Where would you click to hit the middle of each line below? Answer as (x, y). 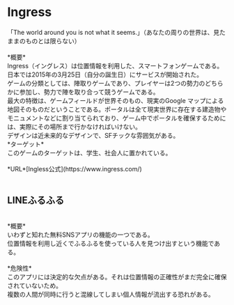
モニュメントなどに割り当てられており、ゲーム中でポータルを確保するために (117, 118)
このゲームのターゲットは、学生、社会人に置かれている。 (89, 152)
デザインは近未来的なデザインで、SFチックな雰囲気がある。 (93, 135)
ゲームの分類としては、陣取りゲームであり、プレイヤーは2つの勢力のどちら (115, 83)
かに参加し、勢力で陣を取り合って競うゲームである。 (83, 92)
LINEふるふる (36, 200)
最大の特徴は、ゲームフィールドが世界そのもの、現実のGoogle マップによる (116, 100)
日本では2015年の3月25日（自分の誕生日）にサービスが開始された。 (105, 75)
